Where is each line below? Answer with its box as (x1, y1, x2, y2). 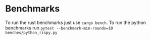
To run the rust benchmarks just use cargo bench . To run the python (5, 19, 146, 25)
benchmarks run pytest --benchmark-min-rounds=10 (5, 24, 113, 30)
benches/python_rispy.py (5, 30, 58, 35)
